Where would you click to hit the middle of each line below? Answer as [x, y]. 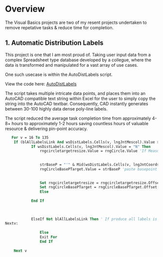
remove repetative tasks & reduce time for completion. [59, 27]
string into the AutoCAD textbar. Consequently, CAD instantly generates [77, 104]
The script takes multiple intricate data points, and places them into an [75, 93]
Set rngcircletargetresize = [69, 183]
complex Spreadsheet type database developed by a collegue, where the [78, 60]
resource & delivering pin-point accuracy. [47, 128]
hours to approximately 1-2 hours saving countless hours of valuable [80, 123]
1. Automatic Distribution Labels [54, 43]
